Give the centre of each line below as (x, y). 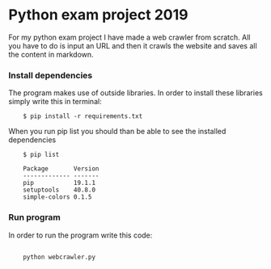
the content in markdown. (51, 54)
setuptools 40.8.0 (59, 190)
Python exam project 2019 (98, 15)
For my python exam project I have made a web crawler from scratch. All (129, 37)
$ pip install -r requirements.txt (83, 116)
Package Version (61, 169)
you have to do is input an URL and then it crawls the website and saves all (133, 45)
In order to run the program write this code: (80, 235)
